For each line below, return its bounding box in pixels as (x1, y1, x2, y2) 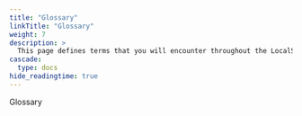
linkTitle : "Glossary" (9, 22, 94, 31)
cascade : (9, 55, 42, 64)
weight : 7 (9, 30, 47, 39)
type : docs (17, 64, 58, 73)
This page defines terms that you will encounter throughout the (17, 47, 268, 56)
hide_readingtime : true (9, 72, 99, 81)
